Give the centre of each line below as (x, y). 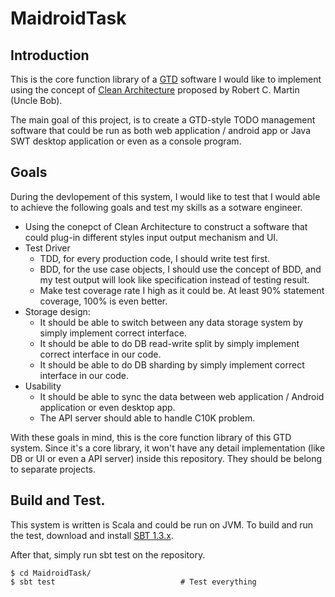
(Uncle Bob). (36, 100)
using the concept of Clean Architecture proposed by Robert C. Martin (155, 90)
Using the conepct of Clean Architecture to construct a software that (166, 226)
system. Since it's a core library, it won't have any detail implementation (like (168, 448)
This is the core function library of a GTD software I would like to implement (166, 79)
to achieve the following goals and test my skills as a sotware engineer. (156, 207)
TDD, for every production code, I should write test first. (155, 258)
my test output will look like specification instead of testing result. (174, 279)
